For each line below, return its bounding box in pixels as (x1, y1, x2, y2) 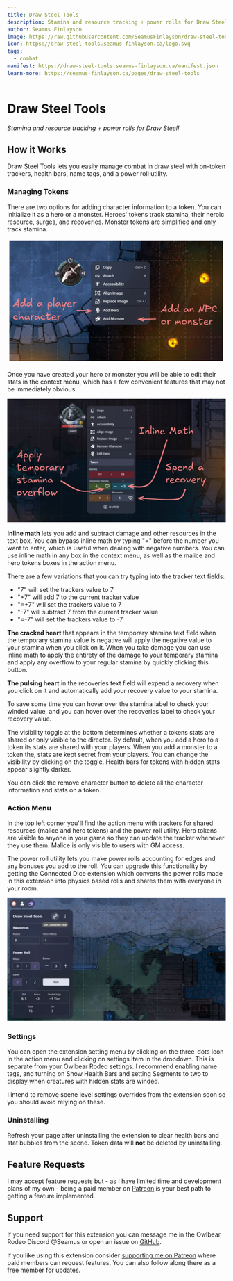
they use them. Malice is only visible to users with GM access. (7, 841, 185, 849)
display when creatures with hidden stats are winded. (7, 1077, 160, 1086)
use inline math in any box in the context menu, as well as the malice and (7, 551, 216, 560)
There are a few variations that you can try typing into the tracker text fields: (7, 572, 225, 580)
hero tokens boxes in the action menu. (7, 558, 116, 566)
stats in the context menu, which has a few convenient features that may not (7, 377, 225, 386)
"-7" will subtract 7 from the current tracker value (17, 607, 159, 616)
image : (7, 33, 26, 40)
